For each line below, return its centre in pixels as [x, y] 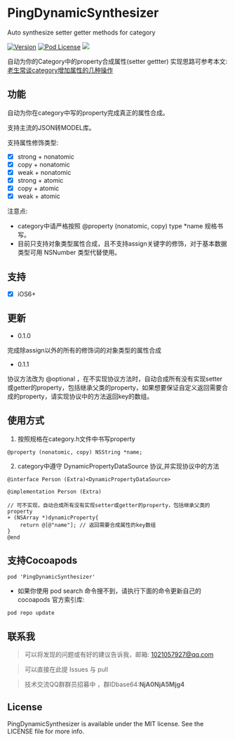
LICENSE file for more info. [46, 731]
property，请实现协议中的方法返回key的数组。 [86, 396]
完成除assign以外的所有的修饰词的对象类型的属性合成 [84, 350]
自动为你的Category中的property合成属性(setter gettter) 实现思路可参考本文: [117, 61]
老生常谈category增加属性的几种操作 [60, 70]
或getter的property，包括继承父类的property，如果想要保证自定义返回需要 [115, 387]
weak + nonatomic [44, 172]
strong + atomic [40, 180]
